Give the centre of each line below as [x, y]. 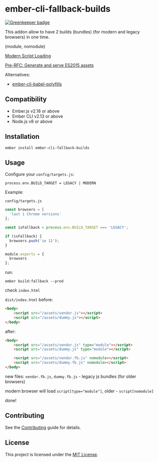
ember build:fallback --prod [34, 281]
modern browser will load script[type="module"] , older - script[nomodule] [79, 391]
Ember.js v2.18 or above [36, 111]
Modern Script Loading [28, 56]
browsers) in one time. [27, 37]
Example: [14, 192]
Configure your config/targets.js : [40, 174]
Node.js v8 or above [32, 121]
